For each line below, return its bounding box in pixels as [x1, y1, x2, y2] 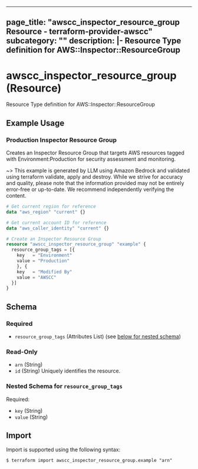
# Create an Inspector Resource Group [6, 236, 101, 242]
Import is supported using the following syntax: [6, 446, 121, 453]
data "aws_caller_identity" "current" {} [6, 225, 110, 231]
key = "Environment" [16, 253, 72, 258]
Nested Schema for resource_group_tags [6, 382, 123, 390]
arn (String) [14, 361, 43, 368]
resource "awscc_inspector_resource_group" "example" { [6, 241, 146, 247]
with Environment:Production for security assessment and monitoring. [6, 156, 176, 163]
